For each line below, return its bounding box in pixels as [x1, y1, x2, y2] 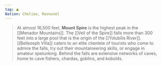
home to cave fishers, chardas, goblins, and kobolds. [16, 55, 123, 61]
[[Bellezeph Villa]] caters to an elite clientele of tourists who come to [16, 40, 154, 46]
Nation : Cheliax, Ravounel [5, 12, 60, 16]
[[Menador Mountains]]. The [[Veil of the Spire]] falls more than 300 [16, 30, 153, 36]
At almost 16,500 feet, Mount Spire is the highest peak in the [16, 25, 139, 30]
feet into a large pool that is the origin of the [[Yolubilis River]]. [16, 35, 142, 41]
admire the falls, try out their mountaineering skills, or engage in [16, 45, 145, 51]
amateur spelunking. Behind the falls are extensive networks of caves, [16, 50, 158, 56]
